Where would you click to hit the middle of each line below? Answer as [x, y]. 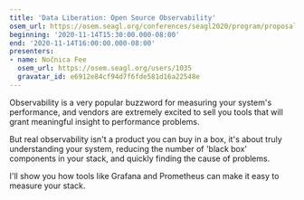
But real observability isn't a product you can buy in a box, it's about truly [146, 139]
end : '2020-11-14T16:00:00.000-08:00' [82, 43]
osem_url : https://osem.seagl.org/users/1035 [105, 69]
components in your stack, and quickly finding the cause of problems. [140, 158]
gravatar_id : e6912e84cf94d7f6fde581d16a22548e [109, 77]
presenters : [32, 52]
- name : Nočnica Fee [48, 60]
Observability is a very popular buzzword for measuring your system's [141, 102]
